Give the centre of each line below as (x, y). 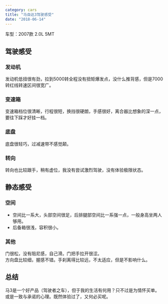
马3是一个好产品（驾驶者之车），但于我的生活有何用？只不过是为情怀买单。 (82, 290)
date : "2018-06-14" (26, 19)
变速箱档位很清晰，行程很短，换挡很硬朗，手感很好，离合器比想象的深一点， (84, 112)
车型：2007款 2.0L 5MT (30, 34)
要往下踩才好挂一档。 (27, 118)
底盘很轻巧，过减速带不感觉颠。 (38, 144)
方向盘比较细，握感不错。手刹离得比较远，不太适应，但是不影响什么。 (78, 260)
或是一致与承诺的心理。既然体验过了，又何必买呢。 (58, 296)
